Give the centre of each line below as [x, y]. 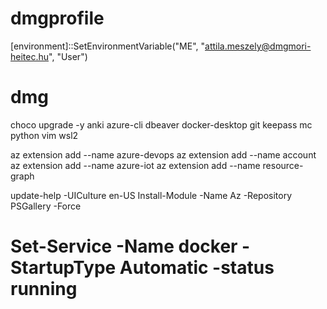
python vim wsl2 [44, 135]
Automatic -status [197, 268]
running [44, 289]
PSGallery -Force [46, 206]
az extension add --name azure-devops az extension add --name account [163, 154]
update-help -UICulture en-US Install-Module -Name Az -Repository [151, 195]
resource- [283, 165]
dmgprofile [57, 18]
